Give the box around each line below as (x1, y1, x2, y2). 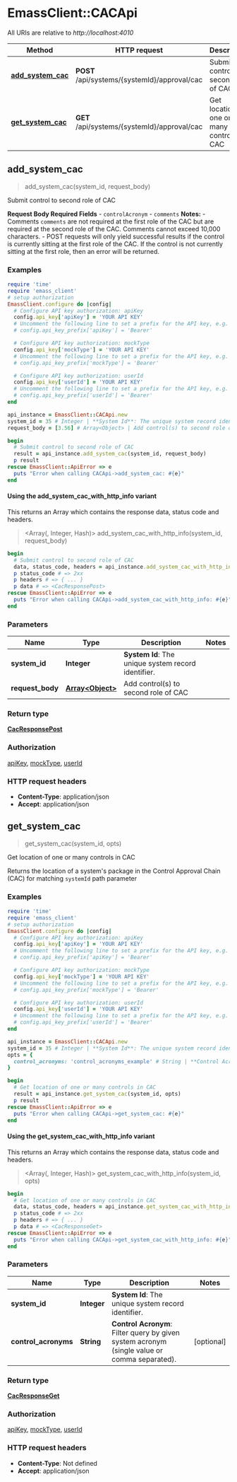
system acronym (111, 1336, 167, 1346)
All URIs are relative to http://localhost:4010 (7, 28, 134, 37)
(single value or (111, 1345, 164, 1355)
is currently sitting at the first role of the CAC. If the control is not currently (7, 239, 224, 248)
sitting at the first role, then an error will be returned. (7, 247, 160, 255)
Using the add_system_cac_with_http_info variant (7, 492, 157, 500)
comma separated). (111, 1354, 177, 1364)
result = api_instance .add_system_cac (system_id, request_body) (13, 451, 207, 458)
